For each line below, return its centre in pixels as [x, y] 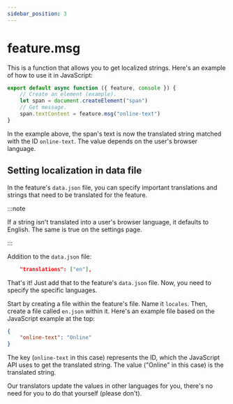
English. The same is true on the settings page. [75, 229]
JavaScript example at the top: [51, 318]
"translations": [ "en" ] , [56, 269]
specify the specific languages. [52, 290]
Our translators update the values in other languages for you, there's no [110, 386]
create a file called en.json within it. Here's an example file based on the [111, 311]
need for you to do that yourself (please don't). [75, 394]
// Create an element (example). [68, 94]
